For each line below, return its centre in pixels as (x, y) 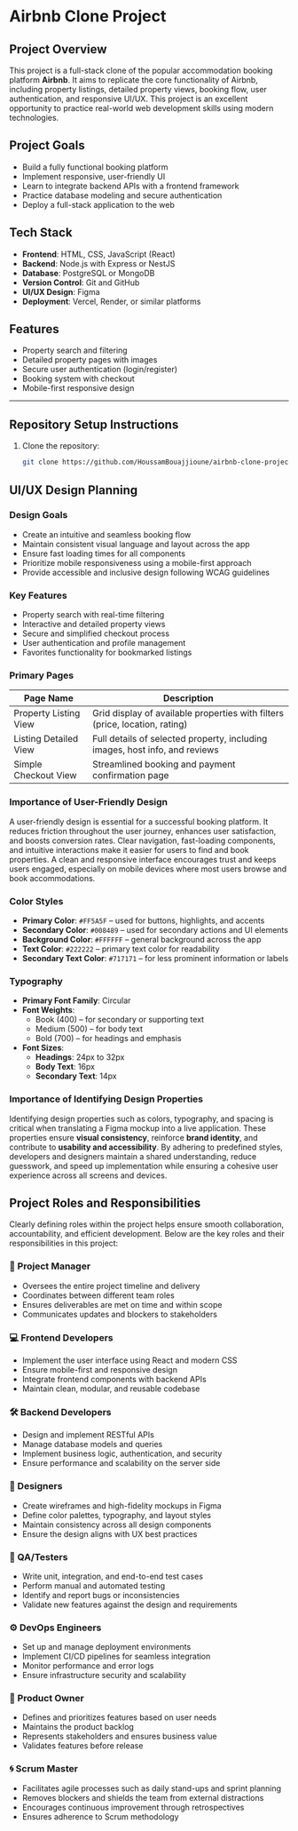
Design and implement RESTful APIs (88, 1435)
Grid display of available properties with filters (188, 713)
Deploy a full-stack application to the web (98, 204)
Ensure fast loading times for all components (104, 553)
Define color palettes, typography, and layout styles (116, 1515)
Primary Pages (41, 675)
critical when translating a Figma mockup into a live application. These (137, 1128)
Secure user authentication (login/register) (100, 370)
